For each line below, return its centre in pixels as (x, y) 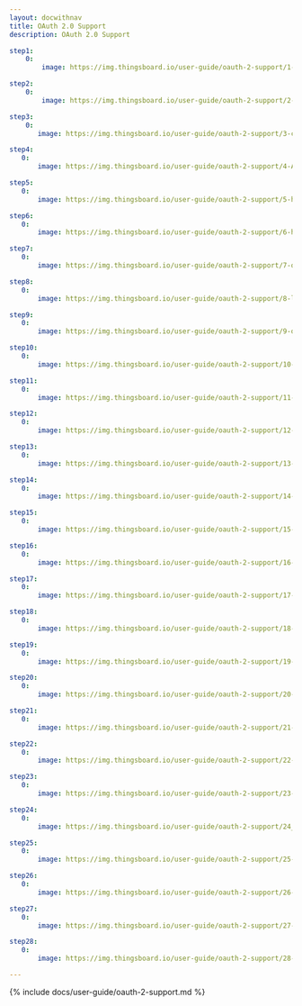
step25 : (24, 843)
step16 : (24, 546)
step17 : (24, 579)
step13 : (24, 447)
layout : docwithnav (46, 18)
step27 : (24, 909)
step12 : (24, 414)
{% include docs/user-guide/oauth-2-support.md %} (107, 992)
